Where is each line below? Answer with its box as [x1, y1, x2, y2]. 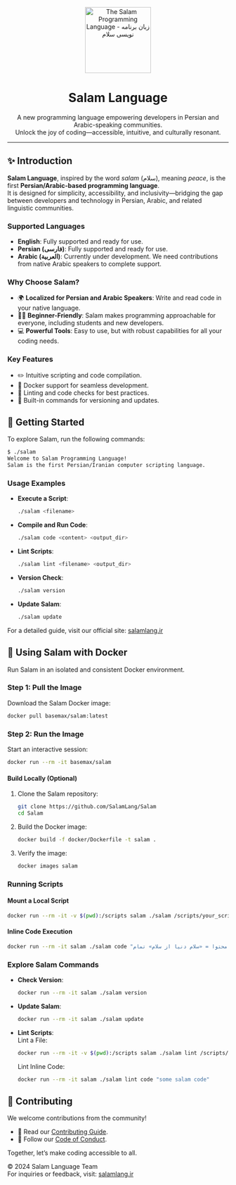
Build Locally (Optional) [7, 774, 77, 782]
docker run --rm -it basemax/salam [7, 759, 112, 766]
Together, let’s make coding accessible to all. [7, 1148, 137, 1158]
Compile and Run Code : [17, 521, 88, 529]
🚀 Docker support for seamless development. [17, 381, 149, 389]
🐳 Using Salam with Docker [7, 646, 128, 658]
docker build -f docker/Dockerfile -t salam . [17, 836, 157, 843]
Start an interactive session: [7, 745, 88, 753]
